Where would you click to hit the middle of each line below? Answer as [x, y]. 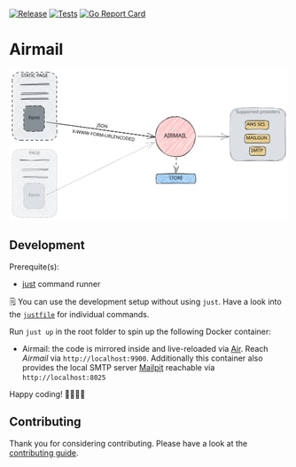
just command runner [61, 284]
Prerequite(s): [34, 267]
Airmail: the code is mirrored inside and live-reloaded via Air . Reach [145, 348]
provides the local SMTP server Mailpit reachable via [118, 367]
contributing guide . [44, 453]
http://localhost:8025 [64, 377]
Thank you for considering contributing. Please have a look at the [129, 443]
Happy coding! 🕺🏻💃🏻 [47, 393]
